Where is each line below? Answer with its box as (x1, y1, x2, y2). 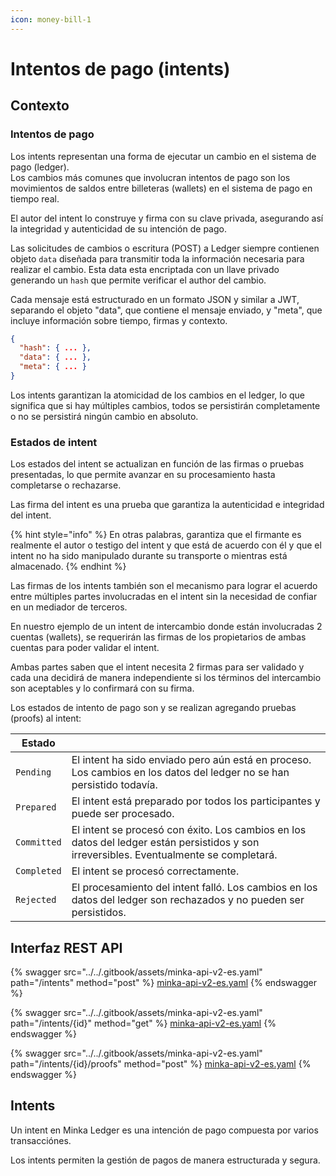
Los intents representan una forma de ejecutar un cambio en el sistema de (10, 150, 317, 162)
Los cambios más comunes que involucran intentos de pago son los (10, 171, 291, 183)
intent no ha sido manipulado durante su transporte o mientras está (10, 550, 288, 562)
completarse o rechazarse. (10, 479, 122, 491)
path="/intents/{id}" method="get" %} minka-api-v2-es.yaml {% (10, 1017, 277, 1029)
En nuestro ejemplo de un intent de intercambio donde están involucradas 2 (10, 621, 323, 633)
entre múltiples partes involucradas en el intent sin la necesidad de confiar (10, 591, 318, 603)
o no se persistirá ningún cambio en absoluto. (10, 410, 199, 422)
